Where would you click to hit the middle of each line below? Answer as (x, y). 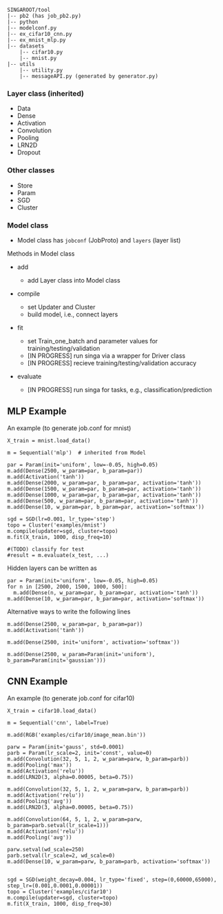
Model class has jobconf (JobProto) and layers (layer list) (99, 240)
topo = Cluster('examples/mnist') (57, 525)
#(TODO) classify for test (46, 549)
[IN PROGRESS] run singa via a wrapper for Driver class (106, 356)
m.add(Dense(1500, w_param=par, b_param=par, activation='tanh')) (104, 489)
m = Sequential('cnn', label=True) (58, 723)
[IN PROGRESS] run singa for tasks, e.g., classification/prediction (119, 389)
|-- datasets (26, 46)
